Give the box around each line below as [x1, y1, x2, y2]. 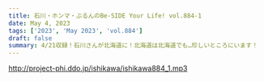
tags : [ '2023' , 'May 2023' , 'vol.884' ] [8, 26, 143, 34]
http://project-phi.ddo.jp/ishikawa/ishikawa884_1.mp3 [8, 63, 188, 73]
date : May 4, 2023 [8, 19, 70, 27]
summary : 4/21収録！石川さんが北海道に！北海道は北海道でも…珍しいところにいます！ [8, 42, 258, 50]
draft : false [8, 34, 53, 43]
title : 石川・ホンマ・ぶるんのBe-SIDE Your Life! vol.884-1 [8, 11, 202, 20]
